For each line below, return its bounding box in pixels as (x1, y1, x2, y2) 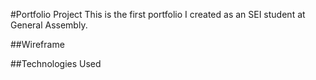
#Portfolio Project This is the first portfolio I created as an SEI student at (10, 9, 306, 20)
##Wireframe (10, 39, 65, 50)
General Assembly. (10, 19, 88, 31)
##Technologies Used (10, 58, 102, 69)
